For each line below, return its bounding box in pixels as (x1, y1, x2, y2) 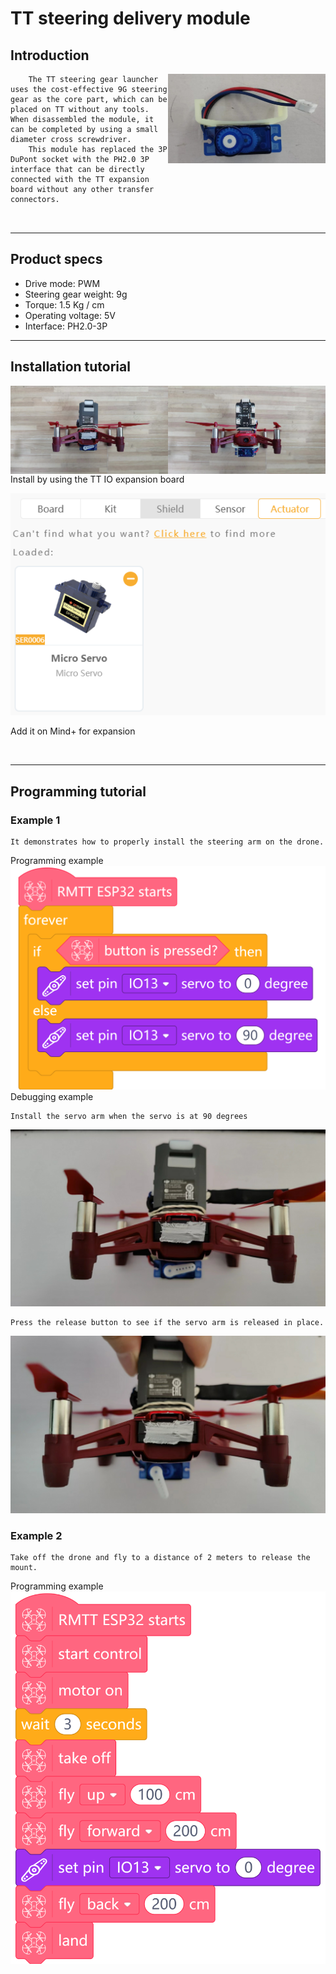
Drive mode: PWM (24, 277, 101, 289)
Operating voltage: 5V (24, 309, 116, 321)
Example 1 (10, 813, 61, 827)
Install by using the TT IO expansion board (10, 473, 185, 486)
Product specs (10, 251, 103, 268)
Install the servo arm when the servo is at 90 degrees (10, 1111, 248, 1121)
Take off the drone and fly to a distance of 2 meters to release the (10, 1553, 311, 1563)
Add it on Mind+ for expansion (10, 725, 136, 737)
